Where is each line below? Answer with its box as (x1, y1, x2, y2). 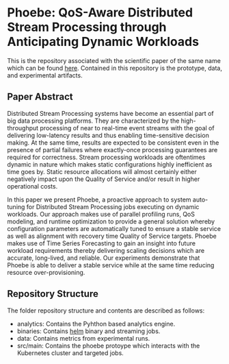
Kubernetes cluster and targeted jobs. (16, 348, 124, 357)
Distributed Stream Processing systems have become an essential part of (7, 109, 214, 117)
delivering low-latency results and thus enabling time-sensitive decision (7, 131, 210, 139)
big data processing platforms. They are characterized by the (7, 117, 180, 125)
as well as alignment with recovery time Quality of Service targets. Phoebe (7, 232, 217, 240)
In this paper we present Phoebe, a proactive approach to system (7, 195, 191, 204)
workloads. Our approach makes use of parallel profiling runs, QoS (7, 210, 195, 218)
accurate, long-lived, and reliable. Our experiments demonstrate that (7, 254, 200, 262)
